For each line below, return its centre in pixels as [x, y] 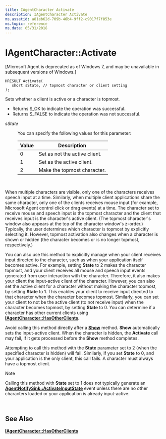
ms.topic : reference [27, 24]
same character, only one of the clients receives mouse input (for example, [82, 203]
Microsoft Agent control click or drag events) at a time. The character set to [82, 208]
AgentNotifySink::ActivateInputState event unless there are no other [77, 388]
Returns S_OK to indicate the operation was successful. [69, 109]
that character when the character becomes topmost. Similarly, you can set [82, 297]
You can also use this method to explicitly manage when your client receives [83, 255]
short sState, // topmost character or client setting [69, 86]
